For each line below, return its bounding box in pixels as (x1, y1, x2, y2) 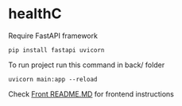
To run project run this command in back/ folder (8, 60, 165, 70)
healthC (8, 5, 62, 23)
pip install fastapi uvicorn (8, 46, 105, 54)
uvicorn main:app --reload (8, 75, 98, 83)
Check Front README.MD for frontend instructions (8, 89, 175, 99)
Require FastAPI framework (8, 31, 98, 40)
